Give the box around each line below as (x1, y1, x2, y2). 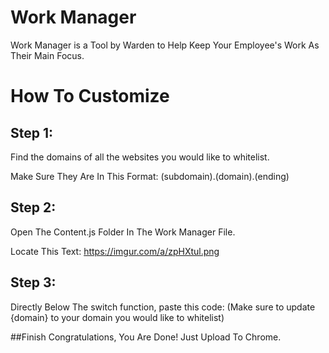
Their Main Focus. (10, 49, 85, 61)
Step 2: (10, 199, 57, 216)
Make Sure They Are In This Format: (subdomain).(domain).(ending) (10, 170, 290, 182)
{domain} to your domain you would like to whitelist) (10, 311, 225, 323)
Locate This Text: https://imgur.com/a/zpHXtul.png (10, 245, 220, 257)
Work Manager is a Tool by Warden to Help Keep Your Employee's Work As (10, 39, 320, 51)
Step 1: (10, 124, 54, 141)
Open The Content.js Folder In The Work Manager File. (10, 226, 236, 238)
